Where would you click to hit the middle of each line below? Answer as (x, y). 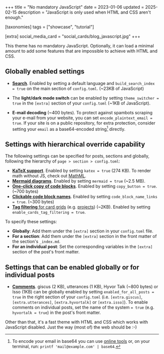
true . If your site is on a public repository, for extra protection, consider (84, 123)
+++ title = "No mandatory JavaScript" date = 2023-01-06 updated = (75, 7)
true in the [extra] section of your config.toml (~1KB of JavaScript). (81, 103)
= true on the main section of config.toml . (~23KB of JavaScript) (78, 88)
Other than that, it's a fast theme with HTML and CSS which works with (77, 322)
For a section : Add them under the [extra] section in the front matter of (84, 236)
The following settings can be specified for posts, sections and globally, (77, 156)
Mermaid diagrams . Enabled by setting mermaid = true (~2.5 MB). (79, 181)
